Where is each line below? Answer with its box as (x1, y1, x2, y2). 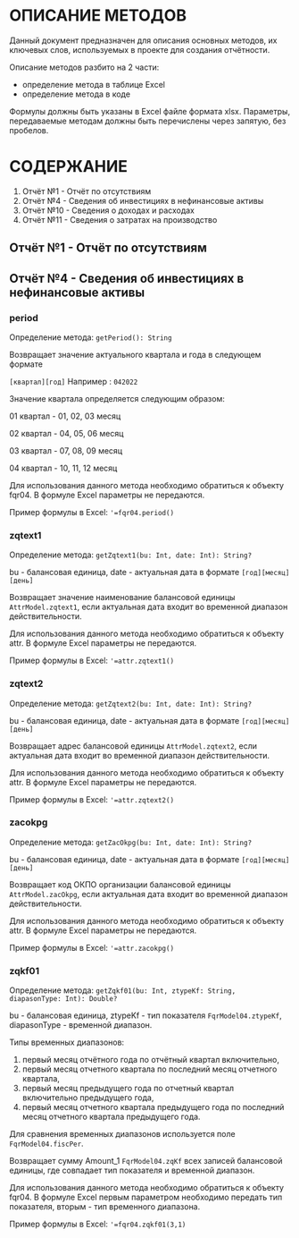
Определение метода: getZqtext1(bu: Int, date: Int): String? (9, 549, 253, 560)
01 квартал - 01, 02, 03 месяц (9, 411, 121, 421)
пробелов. (9, 124, 49, 135)
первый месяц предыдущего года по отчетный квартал (21, 1083, 235, 1094)
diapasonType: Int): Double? (9, 995, 118, 1004)
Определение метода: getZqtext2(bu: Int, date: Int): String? (9, 698, 253, 708)
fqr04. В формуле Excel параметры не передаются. (9, 489, 205, 500)
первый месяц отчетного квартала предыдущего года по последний (21, 1102, 285, 1113)
